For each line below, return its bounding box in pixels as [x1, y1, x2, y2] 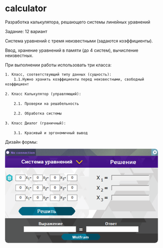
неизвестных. [5, 52, 33, 58]
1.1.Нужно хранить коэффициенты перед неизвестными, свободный [14, 76, 145, 82]
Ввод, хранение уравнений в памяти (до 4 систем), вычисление [5, 47, 139, 53]
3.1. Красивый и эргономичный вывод [14, 130, 88, 135]
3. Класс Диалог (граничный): [5, 120, 66, 126]
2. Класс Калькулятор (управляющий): [5, 91, 81, 96]
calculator [5, 3, 47, 14]
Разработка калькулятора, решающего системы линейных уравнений [5, 19, 150, 25]
